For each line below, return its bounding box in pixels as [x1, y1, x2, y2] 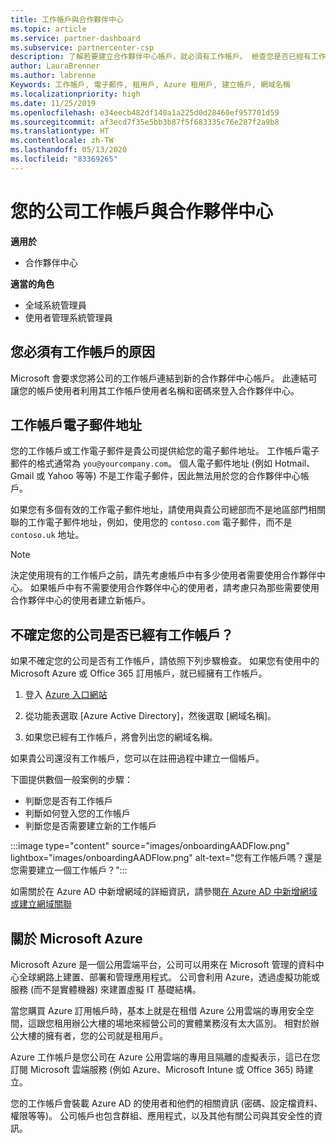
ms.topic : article [10, 24, 87, 34]
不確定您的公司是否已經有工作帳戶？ [10, 626, 234, 643]
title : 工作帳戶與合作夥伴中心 [10, 14, 124, 25]
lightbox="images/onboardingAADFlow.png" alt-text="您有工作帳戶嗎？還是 [10, 852, 323, 864]
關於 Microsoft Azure [10, 930, 143, 947]
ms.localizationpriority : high [10, 89, 141, 99]
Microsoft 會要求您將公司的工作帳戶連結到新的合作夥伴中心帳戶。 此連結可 [10, 372, 318, 384]
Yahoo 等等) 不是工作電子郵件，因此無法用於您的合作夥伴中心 [47, 470, 301, 482]
